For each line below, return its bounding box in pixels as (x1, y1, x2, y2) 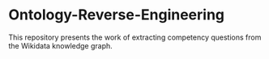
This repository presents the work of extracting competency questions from (8, 32, 262, 42)
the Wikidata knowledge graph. (8, 40, 113, 50)
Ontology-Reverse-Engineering (8, 6, 225, 24)
